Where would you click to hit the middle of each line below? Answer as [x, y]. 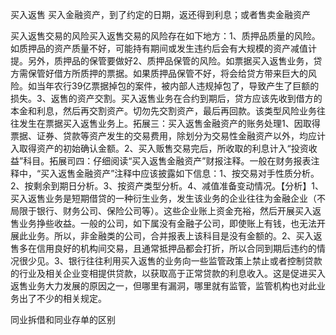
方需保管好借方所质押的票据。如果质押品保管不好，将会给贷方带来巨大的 [159, 73]
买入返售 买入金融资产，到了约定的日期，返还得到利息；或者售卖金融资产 [160, 14]
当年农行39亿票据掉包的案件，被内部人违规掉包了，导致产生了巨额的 [178, 86]
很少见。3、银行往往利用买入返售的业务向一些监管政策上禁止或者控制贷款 [170, 261]
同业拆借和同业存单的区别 [63, 319]
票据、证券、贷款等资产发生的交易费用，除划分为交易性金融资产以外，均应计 [168, 136]
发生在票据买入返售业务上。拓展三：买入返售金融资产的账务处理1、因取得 [169, 123]
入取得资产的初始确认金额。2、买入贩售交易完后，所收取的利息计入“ [151, 148]
